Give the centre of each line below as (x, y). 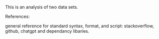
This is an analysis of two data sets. (42, 7)
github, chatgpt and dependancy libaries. (47, 31)
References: (17, 16)
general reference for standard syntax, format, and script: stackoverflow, (79, 26)
